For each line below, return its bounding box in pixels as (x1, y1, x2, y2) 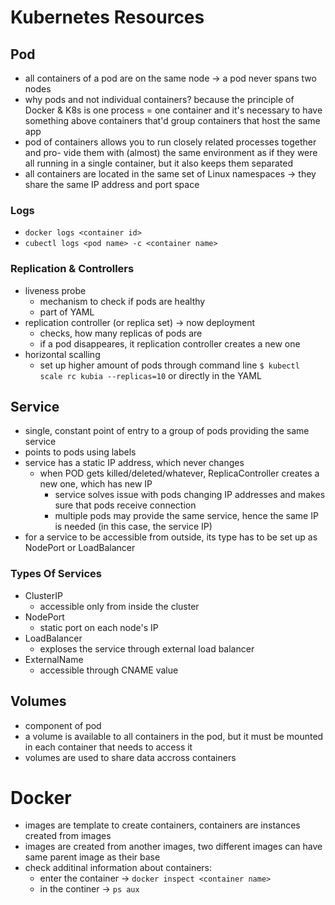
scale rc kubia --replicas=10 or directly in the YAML (39, 369, 262, 381)
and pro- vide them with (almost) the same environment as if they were (24, 147, 318, 158)
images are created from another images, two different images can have (24, 841, 323, 853)
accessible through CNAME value (39, 664, 179, 676)
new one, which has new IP (39, 478, 153, 490)
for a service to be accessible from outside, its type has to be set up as (24, 531, 318, 543)
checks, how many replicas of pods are (39, 327, 203, 339)
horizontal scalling (24, 348, 101, 360)
